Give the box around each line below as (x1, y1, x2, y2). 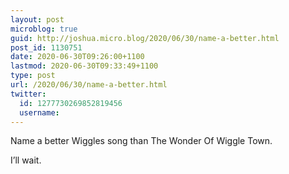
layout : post (10, 14, 65, 25)
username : (19, 107, 60, 118)
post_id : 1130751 (10, 42, 83, 53)
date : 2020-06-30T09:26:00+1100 (10, 52, 145, 62)
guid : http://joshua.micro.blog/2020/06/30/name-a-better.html (10, 33, 280, 43)
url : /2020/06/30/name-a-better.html (10, 80, 168, 90)
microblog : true (10, 24, 78, 34)
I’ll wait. (10, 154, 42, 166)
